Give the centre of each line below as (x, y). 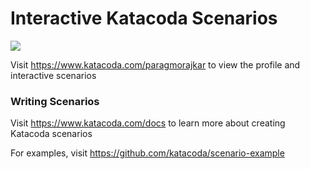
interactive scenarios (53, 75)
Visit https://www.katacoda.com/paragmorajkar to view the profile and (155, 64)
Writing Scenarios (55, 101)
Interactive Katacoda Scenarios (144, 18)
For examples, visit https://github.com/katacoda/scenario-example (147, 153)
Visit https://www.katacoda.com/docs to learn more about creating (148, 123)
